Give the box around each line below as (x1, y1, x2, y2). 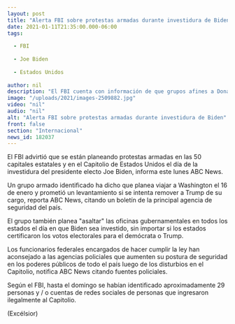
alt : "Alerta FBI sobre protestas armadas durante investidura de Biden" (7, 114, 227, 121)
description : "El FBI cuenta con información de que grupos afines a (7, 88, 215, 95)
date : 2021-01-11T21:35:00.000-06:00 (7, 23, 117, 30)
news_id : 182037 (7, 133, 55, 140)
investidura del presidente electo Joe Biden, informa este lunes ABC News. (7, 168, 224, 176)
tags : (7, 29, 23, 37)
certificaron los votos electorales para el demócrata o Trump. (7, 232, 184, 240)
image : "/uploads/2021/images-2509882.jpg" (7, 95, 136, 102)
